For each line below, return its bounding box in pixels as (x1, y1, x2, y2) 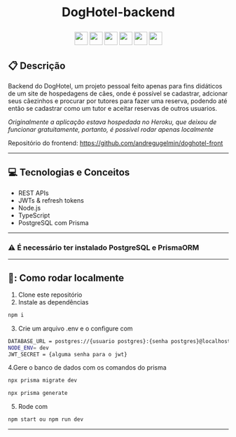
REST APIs (18, 189, 49, 197)
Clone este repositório (18, 290, 83, 299)
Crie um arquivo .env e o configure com (18, 324, 133, 332)
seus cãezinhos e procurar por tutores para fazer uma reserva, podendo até (8, 97, 228, 105)
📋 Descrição (8, 60, 66, 72)
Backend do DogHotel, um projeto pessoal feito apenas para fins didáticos (8, 82, 223, 90)
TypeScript (18, 211, 50, 220)
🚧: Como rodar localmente (8, 271, 125, 284)
